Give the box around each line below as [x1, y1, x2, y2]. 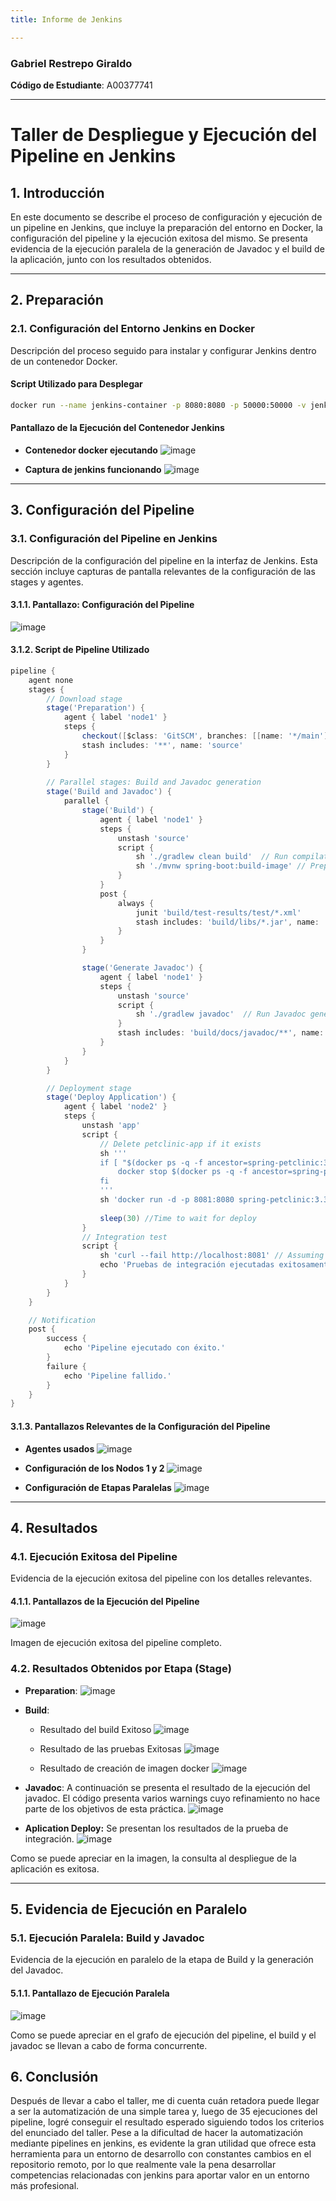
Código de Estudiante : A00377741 [10, 79, 153, 91]
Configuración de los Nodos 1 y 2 [24, 1462, 165, 1474]
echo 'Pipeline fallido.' [63, 1371, 172, 1381]
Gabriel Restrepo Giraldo [10, 56, 133, 70]
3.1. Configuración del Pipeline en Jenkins [10, 532, 218, 546]
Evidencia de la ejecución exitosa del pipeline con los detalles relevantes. [10, 1572, 313, 1585]
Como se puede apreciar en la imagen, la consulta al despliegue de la [10, 1852, 297, 1864]
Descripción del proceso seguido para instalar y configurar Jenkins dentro [10, 344, 317, 356]
